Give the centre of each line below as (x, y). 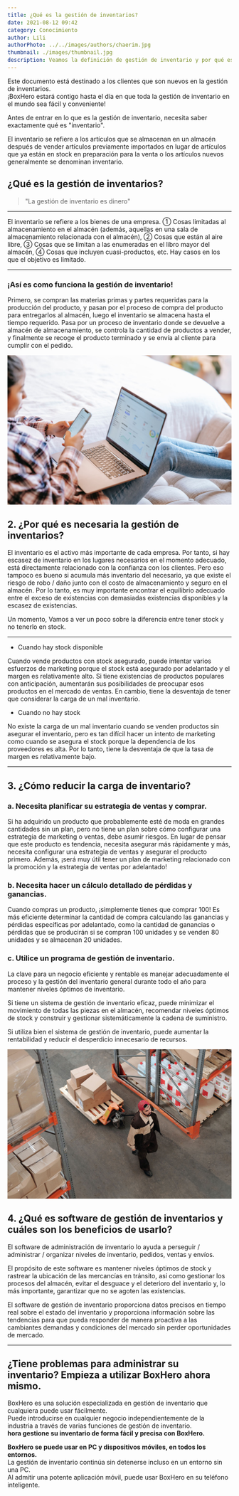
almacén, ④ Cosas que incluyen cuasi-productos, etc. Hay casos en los (114, 252)
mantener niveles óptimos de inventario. (66, 989)
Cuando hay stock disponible (60, 647)
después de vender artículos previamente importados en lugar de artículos (117, 147)
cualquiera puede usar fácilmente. (58, 1411)
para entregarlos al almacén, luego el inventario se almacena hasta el (109, 315)
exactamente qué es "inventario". (56, 125)
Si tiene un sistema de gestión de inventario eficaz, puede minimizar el (111, 1002)
